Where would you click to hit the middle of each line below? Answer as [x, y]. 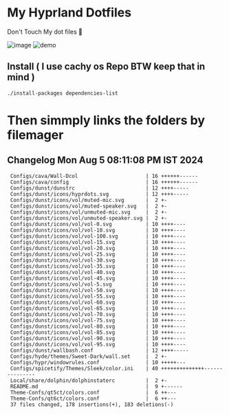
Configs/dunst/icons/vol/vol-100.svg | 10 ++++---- [98, 236]
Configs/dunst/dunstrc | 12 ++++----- [99, 188]
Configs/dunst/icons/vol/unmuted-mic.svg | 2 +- [89, 212]
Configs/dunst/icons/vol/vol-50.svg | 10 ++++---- [98, 290]
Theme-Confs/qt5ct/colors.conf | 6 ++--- [93, 392]
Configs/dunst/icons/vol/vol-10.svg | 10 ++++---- [98, 230]
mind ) [21, 77]
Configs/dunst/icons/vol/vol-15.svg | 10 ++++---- [98, 242]
